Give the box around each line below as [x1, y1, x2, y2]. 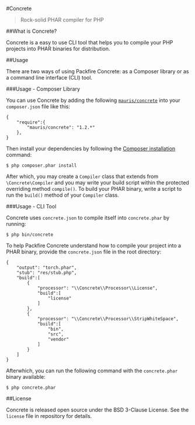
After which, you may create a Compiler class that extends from [6, 173, 159, 180]
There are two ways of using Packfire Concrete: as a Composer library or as [6, 68, 189, 75]
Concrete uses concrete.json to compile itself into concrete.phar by [6, 214, 170, 221]
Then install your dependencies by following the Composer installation [6, 145, 176, 152]
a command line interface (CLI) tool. [6, 74, 92, 81]
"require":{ [16, 119, 46, 125]
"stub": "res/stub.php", [16, 270, 77, 276]
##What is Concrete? [6, 28, 57, 35]
